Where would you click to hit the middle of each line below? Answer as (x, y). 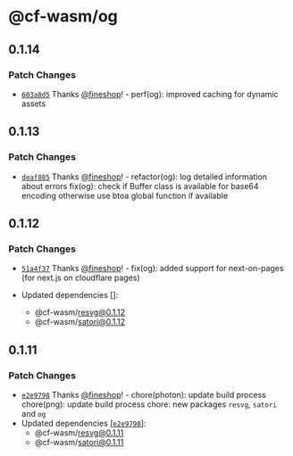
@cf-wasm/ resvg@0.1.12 (80, 312)
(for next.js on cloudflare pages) (80, 278)
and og (33, 413)
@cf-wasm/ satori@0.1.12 (80, 322)
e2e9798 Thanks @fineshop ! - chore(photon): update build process (144, 394)
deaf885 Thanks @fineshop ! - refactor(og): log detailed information (144, 177)
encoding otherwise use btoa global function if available (125, 195)
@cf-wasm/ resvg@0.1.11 (79, 432)
